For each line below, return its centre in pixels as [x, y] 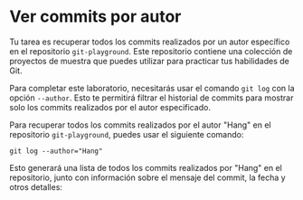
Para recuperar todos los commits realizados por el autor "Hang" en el [140, 125]
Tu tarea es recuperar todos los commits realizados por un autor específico [150, 42]
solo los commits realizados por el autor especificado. [110, 107]
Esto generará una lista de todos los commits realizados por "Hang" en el [146, 167]
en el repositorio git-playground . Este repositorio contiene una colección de [151, 51]
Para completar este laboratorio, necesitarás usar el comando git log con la [152, 88]
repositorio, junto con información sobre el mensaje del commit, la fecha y [148, 177]
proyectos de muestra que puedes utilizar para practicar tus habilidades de [149, 61]
